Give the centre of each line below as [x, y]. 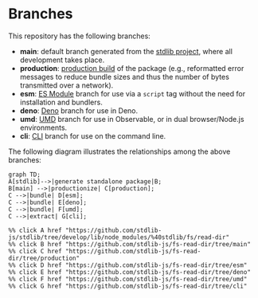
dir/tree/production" [44, 258]
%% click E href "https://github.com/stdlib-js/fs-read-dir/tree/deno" [129, 272]
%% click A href [35, 230]
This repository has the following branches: [80, 36]
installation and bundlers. [61, 102]
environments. [43, 127]
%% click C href [35, 251]
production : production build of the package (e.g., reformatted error [132, 68]
